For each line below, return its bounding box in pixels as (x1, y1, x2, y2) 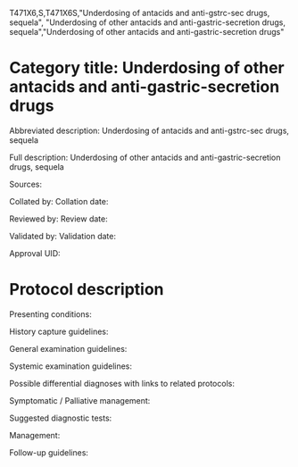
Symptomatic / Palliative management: (9, 395, 151, 405)
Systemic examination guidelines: (9, 361, 132, 371)
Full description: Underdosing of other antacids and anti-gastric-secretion (9, 152, 281, 163)
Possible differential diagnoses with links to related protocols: (9, 378, 235, 388)
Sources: (9, 179, 43, 189)
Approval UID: (9, 247, 61, 258)
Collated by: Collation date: (9, 196, 109, 206)
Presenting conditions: (9, 308, 92, 320)
